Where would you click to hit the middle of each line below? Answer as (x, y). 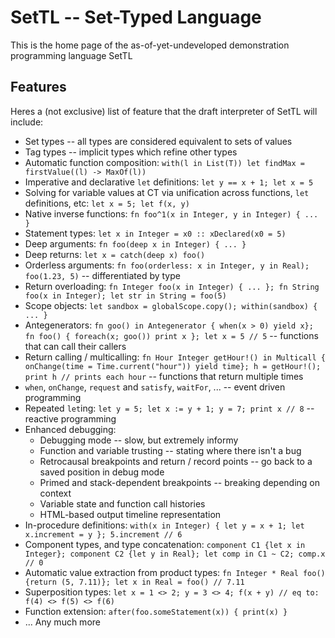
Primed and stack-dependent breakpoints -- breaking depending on (180, 482)
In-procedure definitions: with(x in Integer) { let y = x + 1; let (164, 525)
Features (38, 87)
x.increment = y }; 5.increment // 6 (103, 534)
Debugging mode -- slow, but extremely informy (139, 440)
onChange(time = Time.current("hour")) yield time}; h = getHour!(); (173, 366)
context (55, 493)
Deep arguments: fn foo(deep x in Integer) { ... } (135, 243)
